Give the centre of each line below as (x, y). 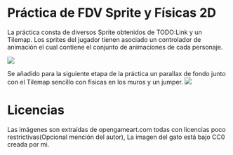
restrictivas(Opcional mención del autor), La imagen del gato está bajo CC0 (116, 137)
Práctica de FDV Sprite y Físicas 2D (112, 13)
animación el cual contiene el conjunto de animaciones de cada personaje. (115, 47)
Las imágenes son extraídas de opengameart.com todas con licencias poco (116, 129)
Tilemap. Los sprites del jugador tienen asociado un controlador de (104, 39)
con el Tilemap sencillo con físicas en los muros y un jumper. (95, 82)
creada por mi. (28, 144)
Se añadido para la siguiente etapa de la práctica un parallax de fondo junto (116, 73)
